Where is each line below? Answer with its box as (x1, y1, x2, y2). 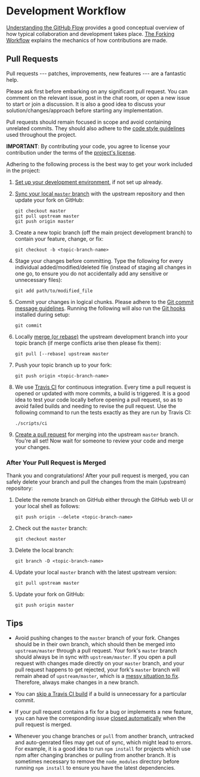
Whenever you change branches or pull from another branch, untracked (14, 732, 194, 739)
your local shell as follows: (14, 503, 81, 510)
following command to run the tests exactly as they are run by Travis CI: (14, 409, 192, 416)
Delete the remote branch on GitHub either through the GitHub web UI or (14, 496, 194, 503)
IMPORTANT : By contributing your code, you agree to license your (6, 142, 170, 150)
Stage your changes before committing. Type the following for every (14, 257, 183, 264)
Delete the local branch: (14, 546, 74, 554)
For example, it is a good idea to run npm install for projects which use (14, 745, 191, 752)
